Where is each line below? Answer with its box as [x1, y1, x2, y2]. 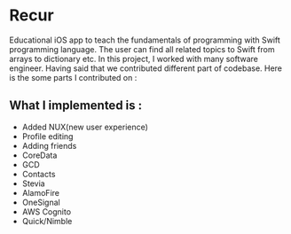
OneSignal [21, 197, 60, 207]
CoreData [21, 150, 58, 160]
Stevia [21, 178, 46, 189]
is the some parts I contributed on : [9, 72, 138, 82]
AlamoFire [21, 187, 60, 198]
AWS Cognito [21, 206, 72, 217]
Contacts [21, 168, 56, 179]
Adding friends [21, 140, 77, 151]
